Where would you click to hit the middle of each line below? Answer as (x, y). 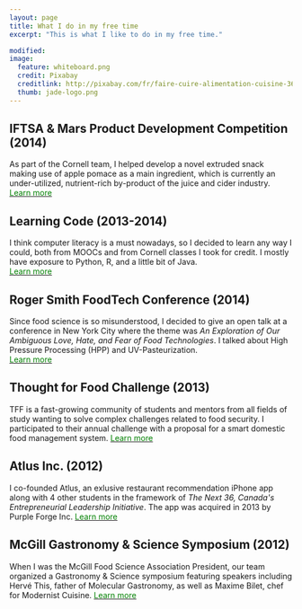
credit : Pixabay (48, 76)
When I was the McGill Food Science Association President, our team (137, 566)
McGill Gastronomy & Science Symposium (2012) (150, 545)
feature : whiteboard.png (64, 67)
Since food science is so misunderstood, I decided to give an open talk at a (148, 322)
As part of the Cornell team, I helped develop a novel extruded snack (137, 164)
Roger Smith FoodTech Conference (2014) (129, 300)
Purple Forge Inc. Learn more (64, 516)
